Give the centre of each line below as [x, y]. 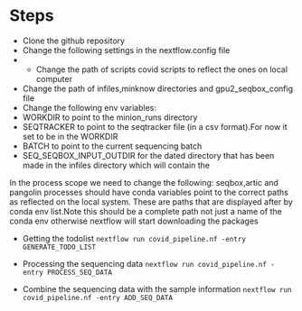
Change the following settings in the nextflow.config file [126, 50]
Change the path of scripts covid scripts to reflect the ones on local [161, 69]
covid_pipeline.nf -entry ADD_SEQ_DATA [98, 297]
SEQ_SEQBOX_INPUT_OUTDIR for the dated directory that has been [148, 155]
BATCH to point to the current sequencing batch [112, 146]
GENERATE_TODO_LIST [59, 247]
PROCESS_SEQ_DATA [80, 272]
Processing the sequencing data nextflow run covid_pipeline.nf [144, 263]
